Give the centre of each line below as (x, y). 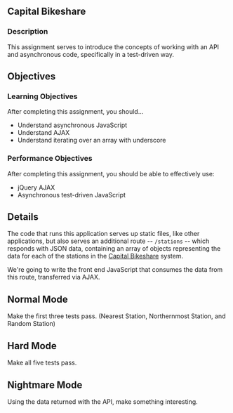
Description (28, 32)
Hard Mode (32, 346)
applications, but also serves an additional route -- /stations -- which (108, 241)
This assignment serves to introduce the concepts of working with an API (113, 47)
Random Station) (32, 324)
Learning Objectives (43, 96)
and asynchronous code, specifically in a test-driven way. (91, 54)
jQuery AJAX (36, 187)
